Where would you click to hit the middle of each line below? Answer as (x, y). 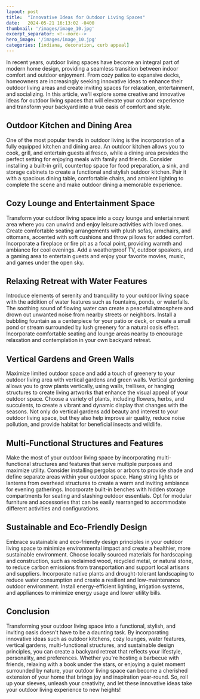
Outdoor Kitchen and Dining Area (69, 125)
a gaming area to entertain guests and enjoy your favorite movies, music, (96, 256)
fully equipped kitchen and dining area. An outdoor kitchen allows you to (95, 146)
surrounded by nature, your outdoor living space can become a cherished (97, 670)
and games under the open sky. (45, 262)
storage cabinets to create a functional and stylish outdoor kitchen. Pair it (96, 172)
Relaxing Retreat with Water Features (77, 281)
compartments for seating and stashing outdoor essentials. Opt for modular (99, 495)
